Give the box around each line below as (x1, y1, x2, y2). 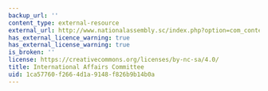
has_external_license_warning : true (8, 41, 130, 49)
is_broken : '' (8, 48, 56, 56)
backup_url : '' (8, 11, 59, 20)
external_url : (8, 26, 56, 34)
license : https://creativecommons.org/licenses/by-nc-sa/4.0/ (8, 56, 219, 64)
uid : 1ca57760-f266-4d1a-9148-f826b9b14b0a (8, 70, 156, 78)
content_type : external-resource (8, 19, 120, 27)
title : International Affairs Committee (8, 63, 145, 71)
